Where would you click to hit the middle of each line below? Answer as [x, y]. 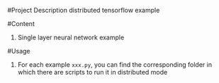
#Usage [19, 51]
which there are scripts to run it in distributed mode [92, 72]
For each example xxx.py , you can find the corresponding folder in [115, 65]
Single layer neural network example [71, 37]
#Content [21, 24]
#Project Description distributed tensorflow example [84, 10]
